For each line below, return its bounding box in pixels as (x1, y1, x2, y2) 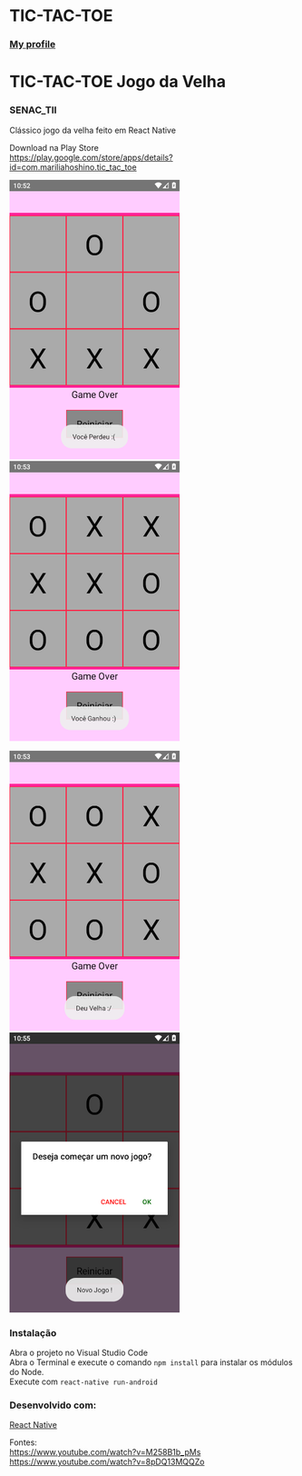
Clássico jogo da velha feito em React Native (9, 125, 177, 135)
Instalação (9, 1326, 57, 1339)
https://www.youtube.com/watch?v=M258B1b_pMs (9, 1447, 201, 1458)
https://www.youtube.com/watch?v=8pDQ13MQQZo (9, 1456, 205, 1468)
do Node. (9, 1366, 44, 1377)
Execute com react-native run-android (9, 1376, 159, 1387)
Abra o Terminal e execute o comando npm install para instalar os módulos (9, 1356, 293, 1368)
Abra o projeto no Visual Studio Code (9, 1347, 148, 1358)
